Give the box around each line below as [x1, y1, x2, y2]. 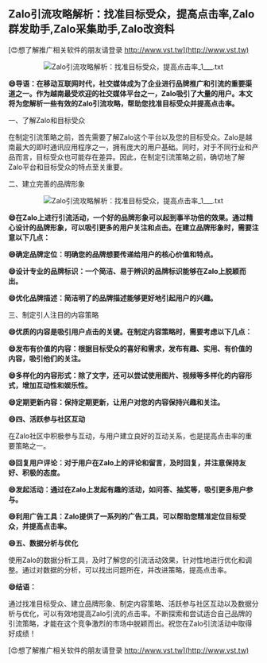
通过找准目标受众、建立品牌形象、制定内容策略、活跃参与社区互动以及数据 [8, 599, 252, 608]
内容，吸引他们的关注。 [8, 353, 85, 363]
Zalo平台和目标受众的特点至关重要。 [8, 162, 127, 172]
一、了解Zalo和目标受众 [8, 115, 86, 125]
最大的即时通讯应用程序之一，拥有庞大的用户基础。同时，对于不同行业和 [14, 142, 252, 152]
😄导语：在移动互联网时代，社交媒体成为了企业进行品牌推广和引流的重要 [8, 79, 246, 88]
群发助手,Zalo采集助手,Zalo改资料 [8, 22, 175, 36]
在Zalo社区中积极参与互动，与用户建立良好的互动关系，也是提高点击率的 [8, 431, 246, 441]
